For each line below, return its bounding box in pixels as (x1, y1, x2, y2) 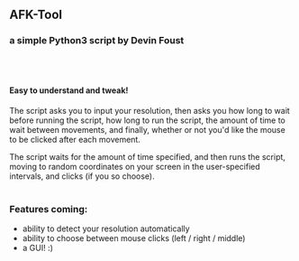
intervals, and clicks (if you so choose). (9, 171, 155, 182)
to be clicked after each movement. (9, 134, 141, 144)
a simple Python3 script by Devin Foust (9, 34, 185, 47)
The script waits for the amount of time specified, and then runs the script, (9, 151, 286, 162)
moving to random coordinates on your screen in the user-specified (9, 161, 261, 172)
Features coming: (9, 202, 88, 215)
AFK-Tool (9, 7, 63, 23)
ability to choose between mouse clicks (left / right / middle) (22, 233, 246, 244)
